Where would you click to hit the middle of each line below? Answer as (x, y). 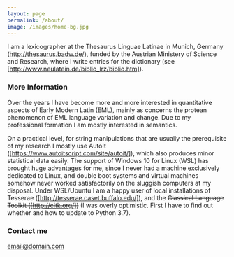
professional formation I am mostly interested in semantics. (92, 125)
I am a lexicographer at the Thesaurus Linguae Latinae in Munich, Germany (115, 47)
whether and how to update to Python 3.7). (69, 213)
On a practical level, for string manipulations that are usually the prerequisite (117, 138)
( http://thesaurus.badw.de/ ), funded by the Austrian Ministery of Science (112, 54)
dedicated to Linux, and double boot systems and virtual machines (103, 175)
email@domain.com (36, 246)
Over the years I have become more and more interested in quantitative (110, 102)
